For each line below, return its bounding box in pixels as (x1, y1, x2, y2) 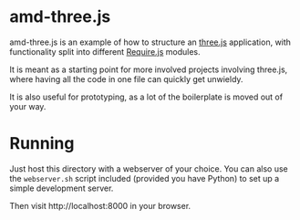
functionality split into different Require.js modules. (9, 46, 201, 57)
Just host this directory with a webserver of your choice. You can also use (9, 162, 289, 174)
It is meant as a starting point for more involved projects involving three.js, (9, 64, 288, 75)
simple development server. (9, 183, 114, 194)
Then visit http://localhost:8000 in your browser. (9, 200, 191, 211)
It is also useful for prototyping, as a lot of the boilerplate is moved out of (9, 91, 284, 102)
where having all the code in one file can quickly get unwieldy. (9, 73, 243, 84)
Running (9, 133, 75, 154)
